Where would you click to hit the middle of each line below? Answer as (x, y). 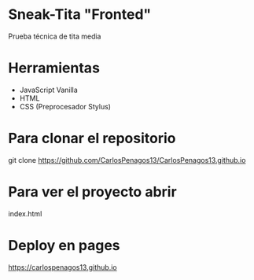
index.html (25, 213)
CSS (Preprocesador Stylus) (65, 106)
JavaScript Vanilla (49, 90)
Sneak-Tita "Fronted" (80, 15)
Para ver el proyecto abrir (92, 192)
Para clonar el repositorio (92, 138)
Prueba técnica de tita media (55, 36)
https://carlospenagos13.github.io (63, 267)
